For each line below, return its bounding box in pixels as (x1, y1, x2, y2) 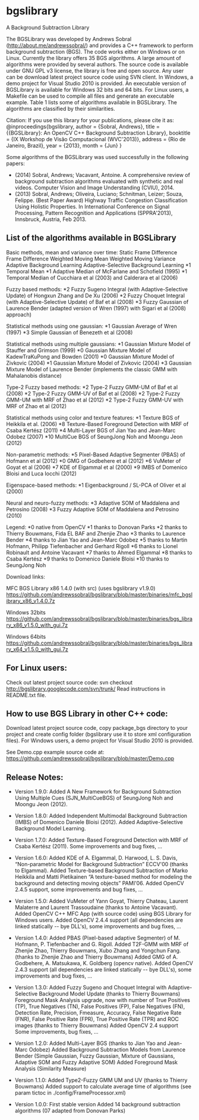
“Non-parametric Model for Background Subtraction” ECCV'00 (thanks (14, 861, 188, 868)
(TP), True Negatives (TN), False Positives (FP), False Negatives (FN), (14, 1003, 185, 1010)
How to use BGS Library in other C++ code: (6, 708, 168, 718)
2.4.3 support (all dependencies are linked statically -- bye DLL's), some (14, 966, 192, 973)
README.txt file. (6, 691, 46, 698)
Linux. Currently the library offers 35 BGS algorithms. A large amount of (6, 54, 181, 61)
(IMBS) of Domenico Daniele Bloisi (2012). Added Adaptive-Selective (14, 819, 183, 826)
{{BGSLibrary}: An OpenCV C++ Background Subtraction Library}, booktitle (6, 129, 191, 136)
